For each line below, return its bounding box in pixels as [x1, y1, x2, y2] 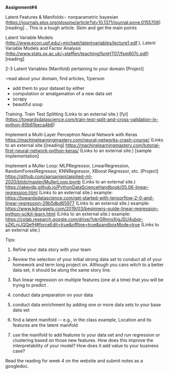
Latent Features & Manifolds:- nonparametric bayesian [5, 14, 119, 20]
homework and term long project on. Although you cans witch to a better [12, 262, 164, 268]
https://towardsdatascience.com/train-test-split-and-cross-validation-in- [7, 116, 159, 122]
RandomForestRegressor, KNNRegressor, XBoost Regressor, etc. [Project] [5, 168, 159, 174]
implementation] [5, 153, 39, 159]
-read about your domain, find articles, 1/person [5, 76, 105, 81]
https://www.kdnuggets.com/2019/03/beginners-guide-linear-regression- [5, 206, 159, 211]
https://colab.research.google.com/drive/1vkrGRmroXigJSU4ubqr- [5, 216, 144, 222]
